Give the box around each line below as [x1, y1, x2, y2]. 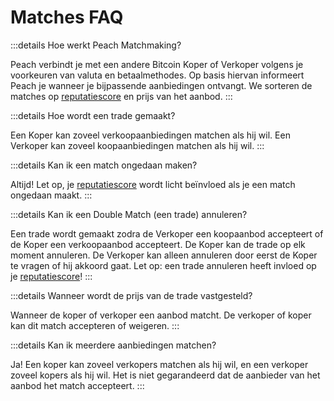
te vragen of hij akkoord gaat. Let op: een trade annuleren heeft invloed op [10, 259, 317, 271]
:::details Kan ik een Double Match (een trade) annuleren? [10, 208, 248, 220]
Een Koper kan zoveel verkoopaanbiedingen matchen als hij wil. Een [10, 129, 291, 141]
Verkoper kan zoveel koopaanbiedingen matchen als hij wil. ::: [10, 139, 265, 151]
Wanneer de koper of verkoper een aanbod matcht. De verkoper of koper [10, 309, 312, 321]
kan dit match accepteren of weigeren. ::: [10, 319, 180, 331]
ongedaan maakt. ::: [10, 189, 93, 201]
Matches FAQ [10, 6, 124, 29]
